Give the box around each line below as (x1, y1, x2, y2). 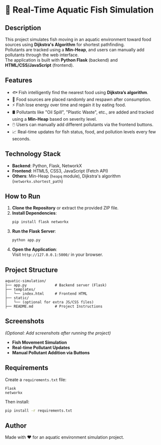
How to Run (5, 192, 41, 201)
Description (5, 24, 41, 32)
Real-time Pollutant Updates (12, 344, 70, 350)
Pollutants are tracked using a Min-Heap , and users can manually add (5, 47, 145, 52)
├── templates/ (5, 287, 36, 292)
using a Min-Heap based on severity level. (12, 116, 97, 122)
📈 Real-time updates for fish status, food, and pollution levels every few (12, 128, 156, 135)
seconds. (12, 136, 31, 142)
